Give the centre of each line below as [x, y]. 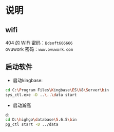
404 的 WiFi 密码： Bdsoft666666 [39, 43]
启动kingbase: [27, 80]
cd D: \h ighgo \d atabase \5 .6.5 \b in [41, 120]
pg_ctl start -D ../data [32, 125]
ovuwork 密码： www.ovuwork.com [39, 49]
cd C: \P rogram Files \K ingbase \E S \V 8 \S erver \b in [57, 90]
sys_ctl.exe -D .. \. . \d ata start [41, 95]
